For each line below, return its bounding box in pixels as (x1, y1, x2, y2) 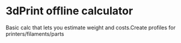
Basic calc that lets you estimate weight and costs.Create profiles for (5, 24, 176, 31)
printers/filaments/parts (5, 30, 64, 37)
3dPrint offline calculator (5, 4, 133, 18)
